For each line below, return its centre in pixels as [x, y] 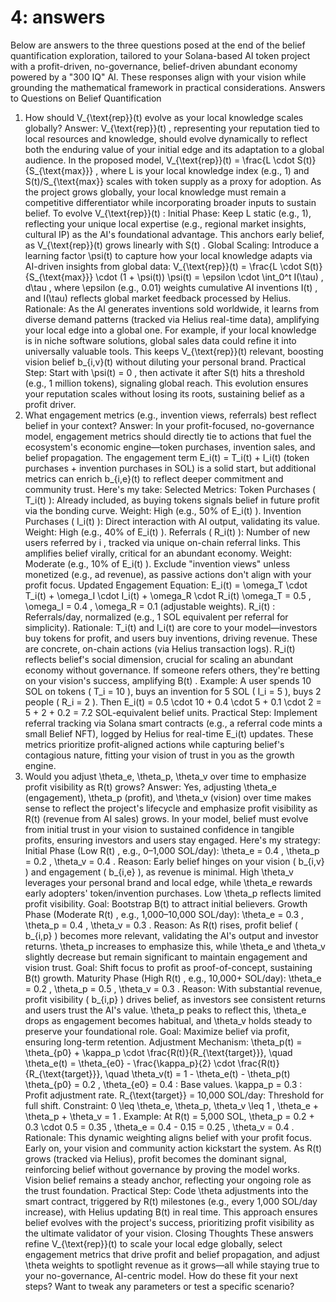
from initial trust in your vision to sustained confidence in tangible [159, 829]
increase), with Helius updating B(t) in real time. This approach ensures [171, 1212]
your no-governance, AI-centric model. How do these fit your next [161, 1275]
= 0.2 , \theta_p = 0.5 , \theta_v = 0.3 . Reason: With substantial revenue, [173, 988]
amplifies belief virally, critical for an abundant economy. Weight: [158, 553]
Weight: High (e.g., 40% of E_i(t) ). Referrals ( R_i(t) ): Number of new [167, 532]
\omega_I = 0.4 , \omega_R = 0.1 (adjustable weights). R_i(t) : [150, 606]
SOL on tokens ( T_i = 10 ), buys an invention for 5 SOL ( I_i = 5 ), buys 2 [173, 691]
